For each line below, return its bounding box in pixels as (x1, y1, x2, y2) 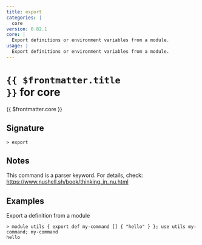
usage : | (6, 43, 29, 49)
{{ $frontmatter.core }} (6, 105, 62, 112)
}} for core (6, 85, 61, 99)
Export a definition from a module (6, 212, 90, 219)
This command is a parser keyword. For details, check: (6, 171, 143, 179)
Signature (6, 123, 44, 134)
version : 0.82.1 (6, 26, 47, 32)
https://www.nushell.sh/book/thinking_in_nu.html (6, 178, 129, 185)
